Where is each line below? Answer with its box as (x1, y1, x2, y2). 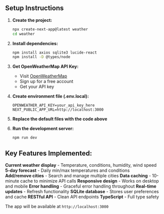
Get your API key (19, 84, 55, 90)
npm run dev (12, 135, 37, 141)
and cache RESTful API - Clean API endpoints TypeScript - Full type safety (5, 194, 160, 200)
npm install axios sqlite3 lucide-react (12, 50, 97, 55)
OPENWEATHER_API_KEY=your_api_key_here (12, 103, 95, 108)
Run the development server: (12, 126, 74, 132)
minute (5, 178, 19, 184)
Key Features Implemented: (5, 149, 93, 157)
